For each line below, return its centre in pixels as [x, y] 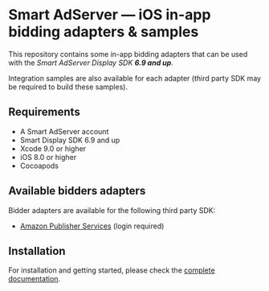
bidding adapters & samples [104, 32]
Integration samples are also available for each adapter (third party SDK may [135, 78]
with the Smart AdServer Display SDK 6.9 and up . [91, 63]
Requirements [44, 112]
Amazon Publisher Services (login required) [92, 226]
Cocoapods [39, 166]
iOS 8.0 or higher [48, 157]
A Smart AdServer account [64, 131]
